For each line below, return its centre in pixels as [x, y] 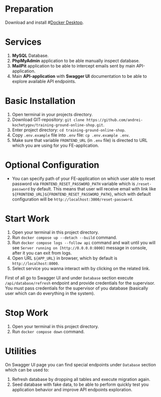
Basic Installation [40, 101]
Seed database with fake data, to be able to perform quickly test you [80, 384]
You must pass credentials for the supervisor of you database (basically [77, 288]
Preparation [29, 9]
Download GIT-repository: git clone [48, 120]
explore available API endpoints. [44, 81]
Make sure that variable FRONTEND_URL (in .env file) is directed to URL [80, 140]
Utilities [21, 351]
